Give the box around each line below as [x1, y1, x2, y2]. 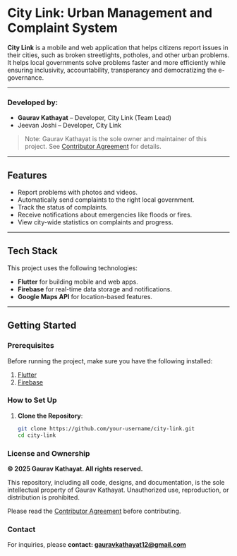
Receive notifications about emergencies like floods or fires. [17, 210, 193, 219]
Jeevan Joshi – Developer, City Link [17, 121, 122, 130]
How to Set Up [7, 395, 58, 405]
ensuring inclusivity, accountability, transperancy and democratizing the [7, 66, 217, 74]
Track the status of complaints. [17, 203, 108, 212]
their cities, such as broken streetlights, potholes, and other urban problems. [7, 51, 230, 59]
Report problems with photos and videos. [17, 188, 138, 197]
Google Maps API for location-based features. [17, 292, 153, 301]
